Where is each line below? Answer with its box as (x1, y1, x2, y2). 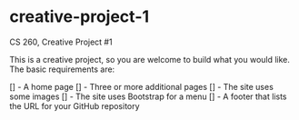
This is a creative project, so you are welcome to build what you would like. (9, 54, 291, 65)
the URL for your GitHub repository (9, 100, 140, 111)
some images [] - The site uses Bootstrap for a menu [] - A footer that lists (9, 91, 287, 102)
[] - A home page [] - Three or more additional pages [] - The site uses (9, 81, 274, 92)
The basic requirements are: (9, 64, 115, 75)
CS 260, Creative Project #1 (9, 36, 113, 47)
